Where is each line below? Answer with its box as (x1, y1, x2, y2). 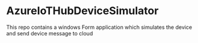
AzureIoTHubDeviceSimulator (6, 4, 159, 18)
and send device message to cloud (6, 29, 93, 37)
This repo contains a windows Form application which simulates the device (6, 24, 193, 31)
